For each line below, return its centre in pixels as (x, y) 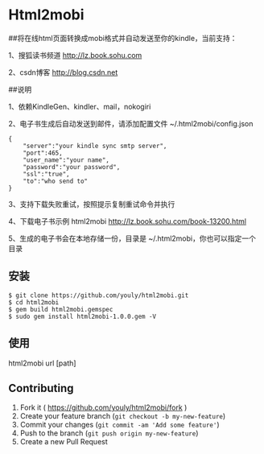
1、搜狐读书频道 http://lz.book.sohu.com (75, 55)
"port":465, (43, 153)
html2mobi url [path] (42, 363)
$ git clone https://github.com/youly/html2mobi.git (99, 295)
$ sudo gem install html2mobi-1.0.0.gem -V (82, 316)
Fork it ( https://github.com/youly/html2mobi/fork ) (103, 407)
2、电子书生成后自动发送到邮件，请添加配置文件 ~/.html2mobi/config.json (131, 123)
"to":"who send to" (56, 181)
